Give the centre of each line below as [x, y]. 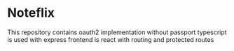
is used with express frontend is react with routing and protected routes [111, 39]
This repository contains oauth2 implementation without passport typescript [117, 32]
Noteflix [31, 13]
